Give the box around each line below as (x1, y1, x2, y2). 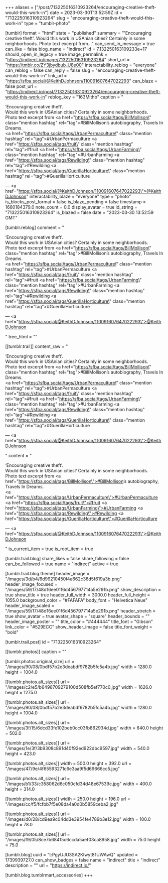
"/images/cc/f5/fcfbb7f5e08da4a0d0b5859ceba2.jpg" (5, 801, 119, 807)
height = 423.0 (5, 750, 36, 756)
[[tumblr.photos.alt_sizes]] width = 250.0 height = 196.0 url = (5, 796, 130, 802)
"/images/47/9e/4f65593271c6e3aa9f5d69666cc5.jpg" (5, 766, 120, 772)
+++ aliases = (5, 5, 34, 10)
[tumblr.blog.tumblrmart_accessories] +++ (5, 872, 93, 878)
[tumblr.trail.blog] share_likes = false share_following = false (5, 556, 129, 561)
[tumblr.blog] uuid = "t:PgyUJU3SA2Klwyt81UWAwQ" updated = (5, 852, 138, 857)
